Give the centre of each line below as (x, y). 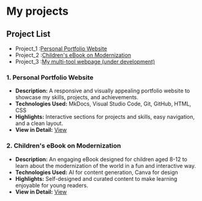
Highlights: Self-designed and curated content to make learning (96, 178)
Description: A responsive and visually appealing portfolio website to (103, 91)
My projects (37, 11)
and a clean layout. (39, 123)
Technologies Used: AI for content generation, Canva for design (97, 172)
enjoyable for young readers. (52, 185)
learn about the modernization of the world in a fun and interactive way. (105, 165)
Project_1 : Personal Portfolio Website (61, 48)
